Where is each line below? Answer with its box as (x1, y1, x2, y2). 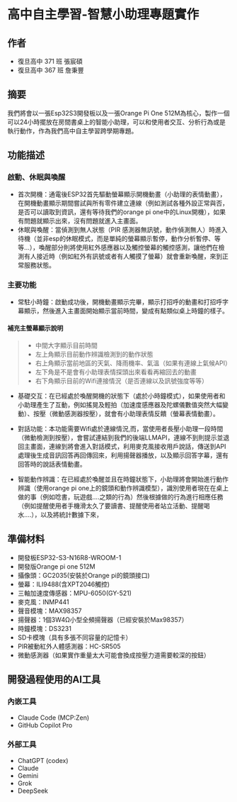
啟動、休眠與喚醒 (7, 172, 66, 182)
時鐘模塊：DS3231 (17, 624, 72, 633)
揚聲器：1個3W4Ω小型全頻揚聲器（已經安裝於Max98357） (17, 615, 188, 624)
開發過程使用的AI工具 (7, 674, 101, 686)
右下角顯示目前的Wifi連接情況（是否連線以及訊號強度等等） (35, 377, 209, 385)
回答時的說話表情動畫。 (17, 460, 86, 468)
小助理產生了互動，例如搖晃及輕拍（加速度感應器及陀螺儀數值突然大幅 (17, 401, 223, 408)
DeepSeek (17, 786, 48, 795)
